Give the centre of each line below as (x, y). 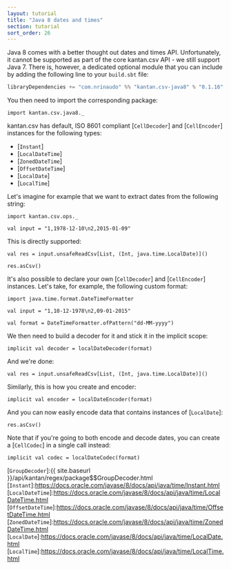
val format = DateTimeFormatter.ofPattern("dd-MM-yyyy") (91, 323)
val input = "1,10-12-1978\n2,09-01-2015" (69, 311)
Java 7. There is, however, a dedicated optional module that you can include (115, 67)
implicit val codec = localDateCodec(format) (73, 458)
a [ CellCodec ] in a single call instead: (59, 445)
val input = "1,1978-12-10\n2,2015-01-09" (69, 229)
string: (16, 204)
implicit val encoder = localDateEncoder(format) (80, 400)
